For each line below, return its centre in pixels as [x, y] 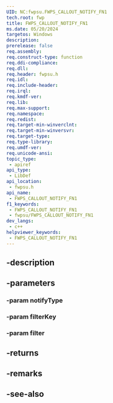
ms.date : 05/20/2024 [33, 29]
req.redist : [21, 119]
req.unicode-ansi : [29, 153]
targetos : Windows [29, 35]
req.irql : [19, 91]
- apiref [20, 165]
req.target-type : [28, 136]
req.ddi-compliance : [33, 63]
